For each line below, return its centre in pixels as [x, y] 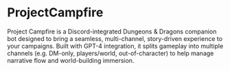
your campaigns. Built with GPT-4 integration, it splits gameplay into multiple [115, 46]
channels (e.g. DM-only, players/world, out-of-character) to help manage [111, 53]
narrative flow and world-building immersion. [71, 60]
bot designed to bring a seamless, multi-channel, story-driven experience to [115, 38]
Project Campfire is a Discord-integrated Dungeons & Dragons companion [112, 31]
